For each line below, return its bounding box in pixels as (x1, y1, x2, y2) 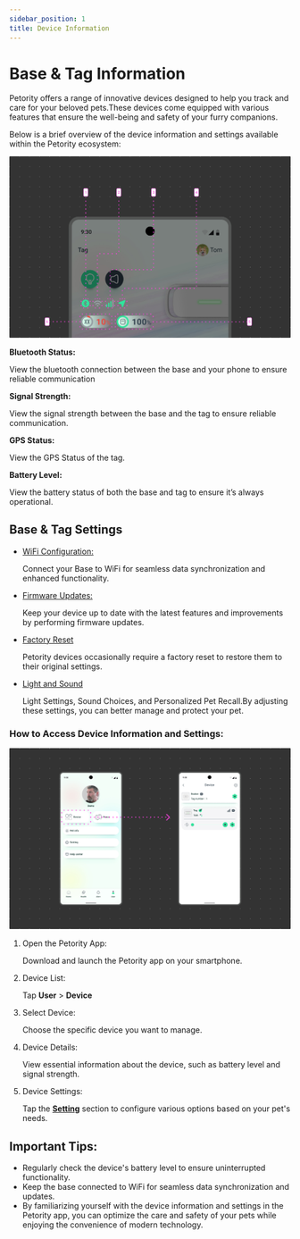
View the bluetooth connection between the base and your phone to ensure (9, 364, 287, 374)
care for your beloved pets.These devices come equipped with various (9, 103, 270, 113)
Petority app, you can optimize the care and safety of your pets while (21, 1210, 277, 1221)
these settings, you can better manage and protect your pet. (21, 705, 244, 716)
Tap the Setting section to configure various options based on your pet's (21, 1103, 291, 1114)
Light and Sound (21, 678, 83, 689)
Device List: (21, 973, 66, 984)
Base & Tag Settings (9, 523, 123, 538)
